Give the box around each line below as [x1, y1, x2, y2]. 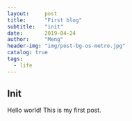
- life [13, 62, 33, 69]
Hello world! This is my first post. [7, 106, 102, 115]
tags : [7, 56, 23, 63]
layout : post [7, 10, 58, 17]
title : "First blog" [7, 17, 82, 24]
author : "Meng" [7, 36, 64, 43]
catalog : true [7, 49, 49, 56]
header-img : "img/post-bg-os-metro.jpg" [7, 42, 126, 49]
